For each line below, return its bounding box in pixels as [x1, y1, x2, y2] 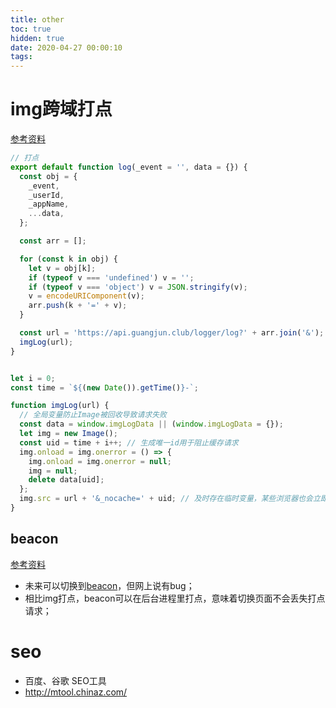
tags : [10, 52, 33, 62]
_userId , [28, 190, 65, 200]
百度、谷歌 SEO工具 [24, 674, 107, 686]
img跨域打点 [10, 98, 113, 121]
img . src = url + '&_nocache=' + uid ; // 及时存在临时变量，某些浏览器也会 [19, 494, 313, 504]
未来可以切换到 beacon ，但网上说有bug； [24, 579, 195, 591]
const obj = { [19, 171, 78, 181]
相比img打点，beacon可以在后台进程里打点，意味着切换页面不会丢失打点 [24, 592, 326, 604]
